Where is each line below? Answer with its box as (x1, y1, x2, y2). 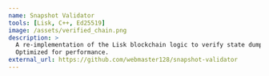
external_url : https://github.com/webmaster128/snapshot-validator (8, 56, 239, 64)
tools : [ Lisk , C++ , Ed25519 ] (8, 19, 106, 27)
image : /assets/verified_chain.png (8, 26, 127, 34)
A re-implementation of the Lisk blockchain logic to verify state (15, 41, 246, 49)
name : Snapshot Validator (8, 11, 94, 20)
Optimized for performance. (15, 48, 110, 56)
